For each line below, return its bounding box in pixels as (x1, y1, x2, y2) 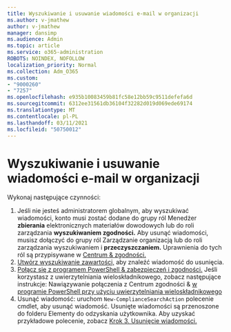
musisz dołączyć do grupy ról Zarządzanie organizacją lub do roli (17, 236, 203, 244)
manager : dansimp (7, 29, 57, 37)
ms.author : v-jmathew (7, 17, 70, 24)
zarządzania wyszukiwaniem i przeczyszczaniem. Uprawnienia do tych (17, 243, 222, 252)
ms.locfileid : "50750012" (7, 126, 81, 133)
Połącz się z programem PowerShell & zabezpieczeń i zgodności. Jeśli (17, 266, 218, 274)
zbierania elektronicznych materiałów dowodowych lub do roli (17, 221, 194, 230)
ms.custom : (7, 74, 39, 82)
